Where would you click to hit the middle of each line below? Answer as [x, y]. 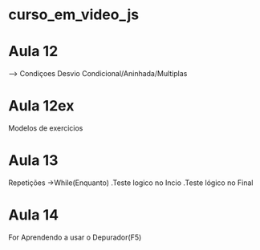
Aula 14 [33, 215]
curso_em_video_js [74, 15]
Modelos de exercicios [46, 128]
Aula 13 [33, 161]
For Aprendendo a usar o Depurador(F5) [75, 237]
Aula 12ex [41, 106]
